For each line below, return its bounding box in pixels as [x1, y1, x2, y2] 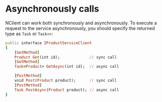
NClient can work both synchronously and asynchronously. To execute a [5, 20, 157, 26]
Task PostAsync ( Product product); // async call [14, 87, 119, 92]
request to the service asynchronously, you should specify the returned [5, 25, 155, 31]
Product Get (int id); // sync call [14, 54, 117, 60]
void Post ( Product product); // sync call [14, 78, 117, 83]
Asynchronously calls [5, 3, 100, 15]
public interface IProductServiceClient [5, 40, 92, 46]
